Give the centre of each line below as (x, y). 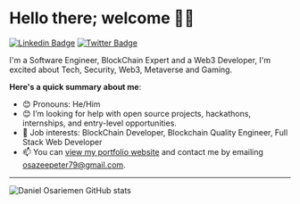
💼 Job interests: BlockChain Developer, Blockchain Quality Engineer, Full (155, 132)
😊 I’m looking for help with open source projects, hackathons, (137, 113)
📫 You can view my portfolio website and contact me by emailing (142, 151)
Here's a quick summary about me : (75, 86)
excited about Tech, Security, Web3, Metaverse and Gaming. (121, 69)
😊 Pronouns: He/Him (61, 104)
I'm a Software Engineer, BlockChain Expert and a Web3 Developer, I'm (140, 60)
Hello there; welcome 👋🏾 (102, 18)
